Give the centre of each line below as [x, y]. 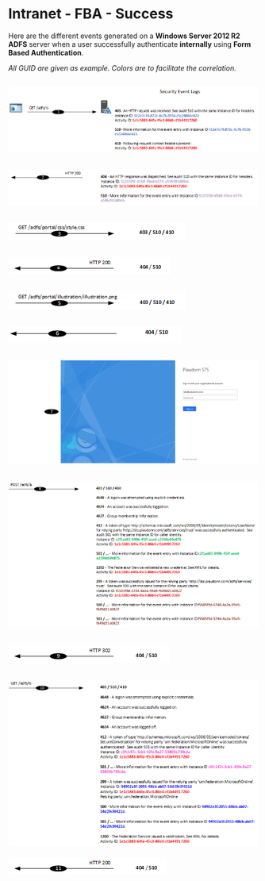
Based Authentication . [46, 52]
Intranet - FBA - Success [91, 14]
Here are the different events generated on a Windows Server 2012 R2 [124, 36]
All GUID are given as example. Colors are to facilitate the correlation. [122, 67]
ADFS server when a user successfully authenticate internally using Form [130, 44]
